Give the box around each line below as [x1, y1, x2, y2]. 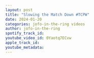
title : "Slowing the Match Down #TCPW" [5, 12, 90, 17]
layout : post [5, 7, 33, 13]
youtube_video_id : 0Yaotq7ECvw [5, 36, 72, 41]
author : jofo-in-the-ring [5, 26, 60, 31]
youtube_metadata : [5, 45, 44, 50]
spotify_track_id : [5, 31, 44, 36]
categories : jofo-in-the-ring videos [5, 21, 85, 27]
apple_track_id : [5, 40, 40, 45]
